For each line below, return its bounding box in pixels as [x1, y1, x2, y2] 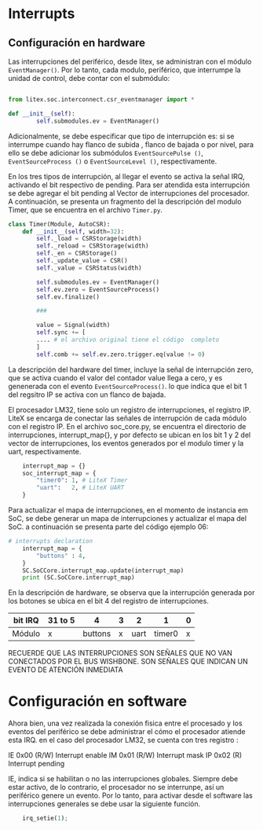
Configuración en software [8, 692, 187, 711]
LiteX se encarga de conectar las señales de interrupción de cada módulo [8, 413, 247, 423]
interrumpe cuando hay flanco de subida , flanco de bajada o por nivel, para [8, 139, 254, 149]
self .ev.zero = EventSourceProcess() [36, 285, 159, 293]
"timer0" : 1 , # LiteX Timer [36, 476, 128, 484]
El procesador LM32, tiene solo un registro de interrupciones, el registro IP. [8, 405, 251, 414]
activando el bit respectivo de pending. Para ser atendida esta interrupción [8, 180, 250, 189]
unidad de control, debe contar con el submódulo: [8, 74, 170, 83]
